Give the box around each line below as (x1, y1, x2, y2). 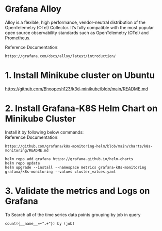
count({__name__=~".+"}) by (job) (5, 221, 75, 226)
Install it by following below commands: (5, 129, 84, 135)
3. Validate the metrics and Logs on (5, 185, 150, 196)
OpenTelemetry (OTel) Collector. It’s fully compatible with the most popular (5, 24, 154, 30)
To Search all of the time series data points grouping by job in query (5, 212, 141, 217)
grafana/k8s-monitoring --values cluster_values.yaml (5, 169, 116, 174)
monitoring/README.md (5, 148, 49, 153)
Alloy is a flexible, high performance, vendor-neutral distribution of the (5, 19, 146, 25)
